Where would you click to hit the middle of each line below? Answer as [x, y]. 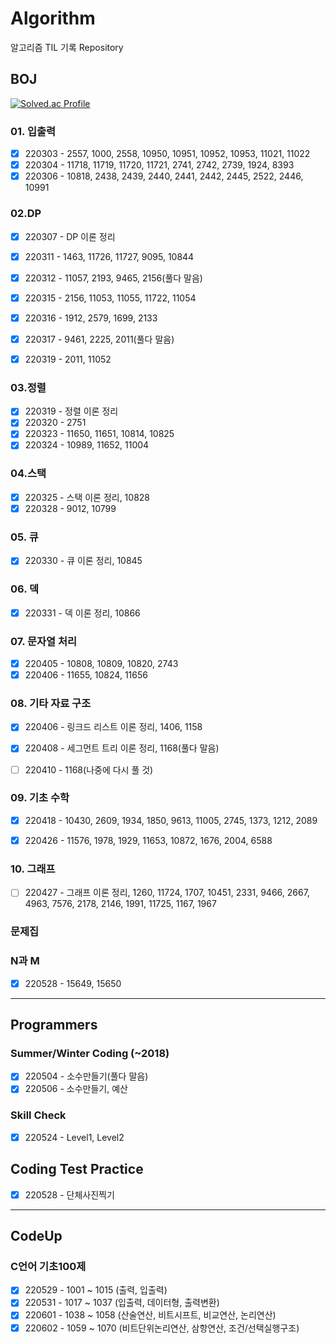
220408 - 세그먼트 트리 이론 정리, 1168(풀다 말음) [122, 748]
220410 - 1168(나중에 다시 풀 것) [89, 769]
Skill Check [38, 1115]
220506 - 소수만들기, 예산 [76, 1089]
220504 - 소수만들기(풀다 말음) [86, 1076]
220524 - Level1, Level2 [74, 1137]
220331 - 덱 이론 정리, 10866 [82, 613]
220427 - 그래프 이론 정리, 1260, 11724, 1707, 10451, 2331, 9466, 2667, [167, 893]
